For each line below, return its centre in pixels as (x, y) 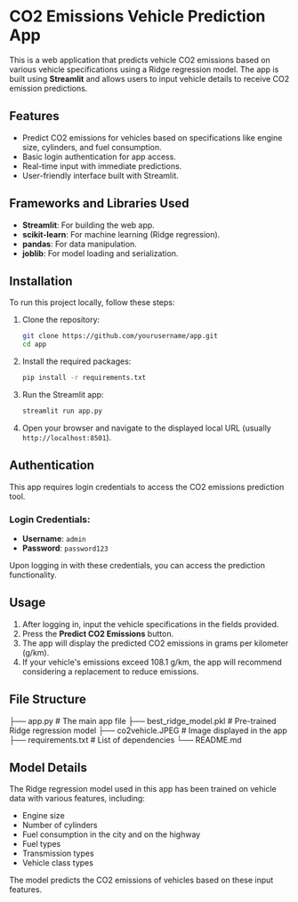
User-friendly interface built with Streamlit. (101, 175)
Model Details (48, 768)
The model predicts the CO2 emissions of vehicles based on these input (141, 880)
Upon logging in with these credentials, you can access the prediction (137, 565)
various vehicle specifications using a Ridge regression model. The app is (144, 69)
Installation (41, 281)
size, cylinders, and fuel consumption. (92, 147)
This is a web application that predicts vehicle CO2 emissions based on (140, 60)
